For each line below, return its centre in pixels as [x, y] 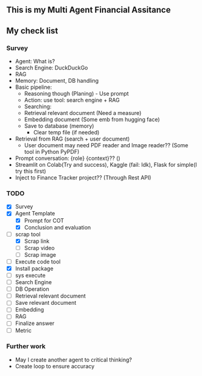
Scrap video [39, 248]
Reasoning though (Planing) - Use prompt [76, 94]
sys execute [30, 275]
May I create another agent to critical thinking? [73, 360]
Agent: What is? [35, 61]
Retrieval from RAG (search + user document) [72, 139]
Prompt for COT [44, 220]
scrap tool [28, 234]
